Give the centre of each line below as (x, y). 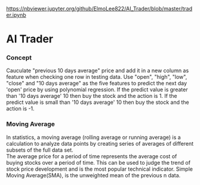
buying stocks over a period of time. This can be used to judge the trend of (99, 162)
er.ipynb (16, 15)
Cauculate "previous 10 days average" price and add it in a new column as (98, 70)
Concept (19, 58)
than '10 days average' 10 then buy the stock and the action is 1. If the (92, 96)
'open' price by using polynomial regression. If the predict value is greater (97, 90)
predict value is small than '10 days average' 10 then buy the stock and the (98, 102)
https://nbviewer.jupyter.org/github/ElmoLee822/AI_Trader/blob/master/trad (99, 9)
